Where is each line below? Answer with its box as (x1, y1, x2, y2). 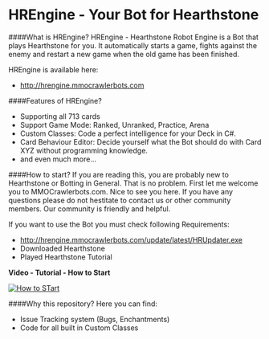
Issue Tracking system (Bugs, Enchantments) (19, 314, 170, 324)
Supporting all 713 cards (19, 111, 100, 121)
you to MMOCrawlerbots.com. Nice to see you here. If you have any (8, 186, 234, 196)
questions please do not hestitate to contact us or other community (8, 195, 231, 205)
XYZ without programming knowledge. (19, 145, 149, 155)
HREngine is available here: (8, 64, 99, 74)
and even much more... (19, 154, 97, 164)
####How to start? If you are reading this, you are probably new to (8, 169, 229, 179)
